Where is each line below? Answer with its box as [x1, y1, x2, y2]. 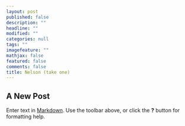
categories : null [6, 36, 49, 42]
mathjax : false [6, 53, 44, 59]
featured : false [6, 58, 46, 64]
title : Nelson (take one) [6, 69, 70, 75]
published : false [6, 14, 49, 20]
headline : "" [6, 25, 39, 31]
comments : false [6, 63, 46, 70]
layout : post [6, 8, 39, 15]
